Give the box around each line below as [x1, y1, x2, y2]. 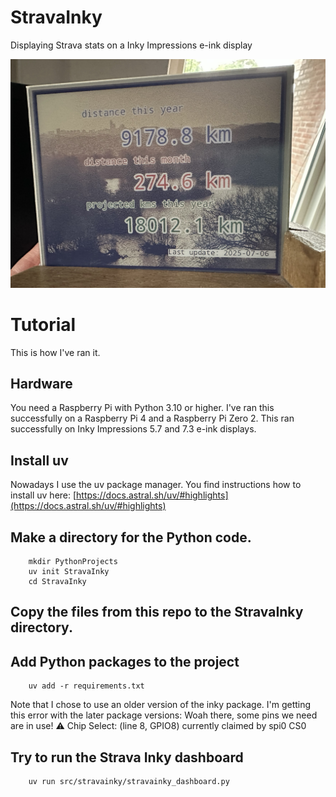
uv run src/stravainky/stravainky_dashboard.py [28, 777, 230, 787]
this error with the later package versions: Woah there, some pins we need [10, 709, 318, 721]
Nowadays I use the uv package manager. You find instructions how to [10, 479, 302, 491]
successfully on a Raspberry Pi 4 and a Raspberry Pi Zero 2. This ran [10, 412, 295, 425]
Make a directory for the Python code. [10, 529, 252, 546]
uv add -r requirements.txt [28, 681, 145, 691]
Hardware [10, 375, 73, 392]
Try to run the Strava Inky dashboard [10, 749, 244, 766]
